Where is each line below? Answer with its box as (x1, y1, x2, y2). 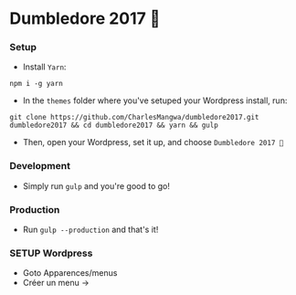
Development (9, 160, 71, 173)
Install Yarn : (22, 61, 67, 72)
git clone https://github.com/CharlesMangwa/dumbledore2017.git (9, 113, 259, 122)
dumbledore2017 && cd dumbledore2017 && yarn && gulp (9, 121, 219, 131)
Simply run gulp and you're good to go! (22, 180, 171, 191)
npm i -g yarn (9, 79, 64, 89)
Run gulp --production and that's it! (22, 224, 159, 236)
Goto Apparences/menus (22, 268, 118, 279)
